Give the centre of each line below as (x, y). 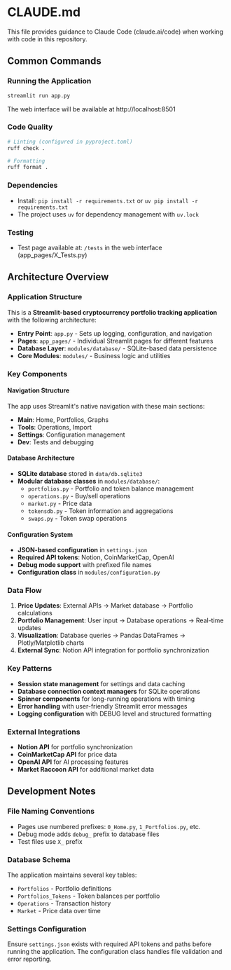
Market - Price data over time (59, 910)
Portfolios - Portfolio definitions (64, 888)
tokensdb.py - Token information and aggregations (100, 511)
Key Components (37, 374)
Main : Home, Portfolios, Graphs (63, 419)
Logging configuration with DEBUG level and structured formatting (114, 713)
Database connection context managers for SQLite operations (109, 691)
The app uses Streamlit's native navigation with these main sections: (106, 406)
